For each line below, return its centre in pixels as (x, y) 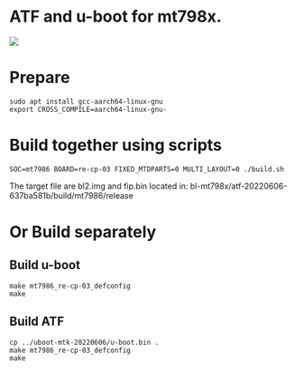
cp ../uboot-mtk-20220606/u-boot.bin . (84, 342)
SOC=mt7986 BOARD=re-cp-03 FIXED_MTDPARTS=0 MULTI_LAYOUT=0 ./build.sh (147, 169)
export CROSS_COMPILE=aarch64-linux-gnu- (88, 109)
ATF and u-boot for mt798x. (116, 17)
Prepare (40, 78)
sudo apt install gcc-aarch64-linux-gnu (87, 101)
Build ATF (37, 322)
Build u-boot (45, 265)
